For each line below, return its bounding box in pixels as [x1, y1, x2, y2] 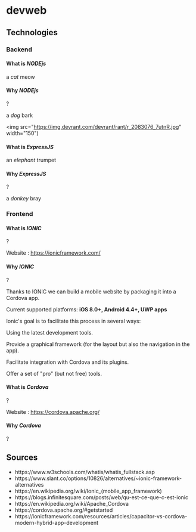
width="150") [6, 129, 39, 137]
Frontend [6, 210, 33, 218]
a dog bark [6, 112, 33, 119]
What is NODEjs [6, 60, 46, 67]
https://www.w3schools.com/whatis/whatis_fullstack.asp [14, 468, 155, 475]
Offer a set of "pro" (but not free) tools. [6, 370, 102, 377]
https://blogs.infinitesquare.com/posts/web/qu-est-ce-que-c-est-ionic [14, 493, 189, 501]
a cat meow [6, 73, 35, 81]
